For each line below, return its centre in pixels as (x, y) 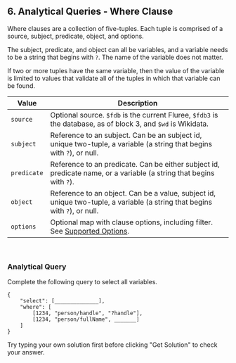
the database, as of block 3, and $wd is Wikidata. (130, 124)
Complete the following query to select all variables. (83, 282)
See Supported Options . (90, 231)
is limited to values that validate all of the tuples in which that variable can (114, 78)
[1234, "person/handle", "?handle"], (87, 313)
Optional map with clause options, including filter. (131, 222)
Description (138, 103)
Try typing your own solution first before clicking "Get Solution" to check (112, 345)
